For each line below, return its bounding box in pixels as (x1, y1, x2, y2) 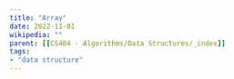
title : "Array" (9, 13, 67, 23)
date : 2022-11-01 (9, 22, 76, 31)
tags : (9, 47, 30, 56)
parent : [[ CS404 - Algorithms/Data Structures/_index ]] (9, 38, 226, 48)
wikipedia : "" (9, 30, 64, 39)
